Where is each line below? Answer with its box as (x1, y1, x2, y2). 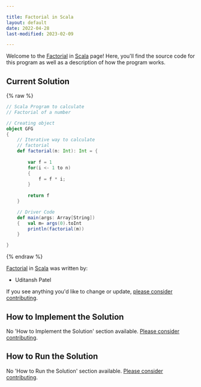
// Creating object (6, 120, 55, 126)
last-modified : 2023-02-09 (6, 31, 74, 37)
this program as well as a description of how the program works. (6, 59, 166, 66)
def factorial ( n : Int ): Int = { (17, 148, 98, 154)
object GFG (6, 125, 34, 132)
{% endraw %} (6, 253, 43, 260)
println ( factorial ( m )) (28, 226, 85, 232)
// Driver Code (17, 209, 55, 215)
